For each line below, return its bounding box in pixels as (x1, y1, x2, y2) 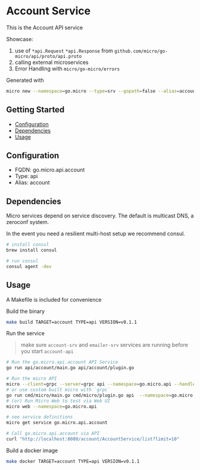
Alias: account (14, 179, 50, 186)
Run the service (6, 330, 45, 337)
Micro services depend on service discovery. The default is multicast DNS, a (6, 212, 194, 219)
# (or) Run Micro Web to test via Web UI (6, 398, 111, 404)
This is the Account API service (6, 24, 83, 31)
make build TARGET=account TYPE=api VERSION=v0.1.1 (6, 319, 137, 325)
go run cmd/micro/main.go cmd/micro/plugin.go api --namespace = (6, 392, 171, 398)
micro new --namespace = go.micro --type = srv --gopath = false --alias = (6, 88, 180, 94)
